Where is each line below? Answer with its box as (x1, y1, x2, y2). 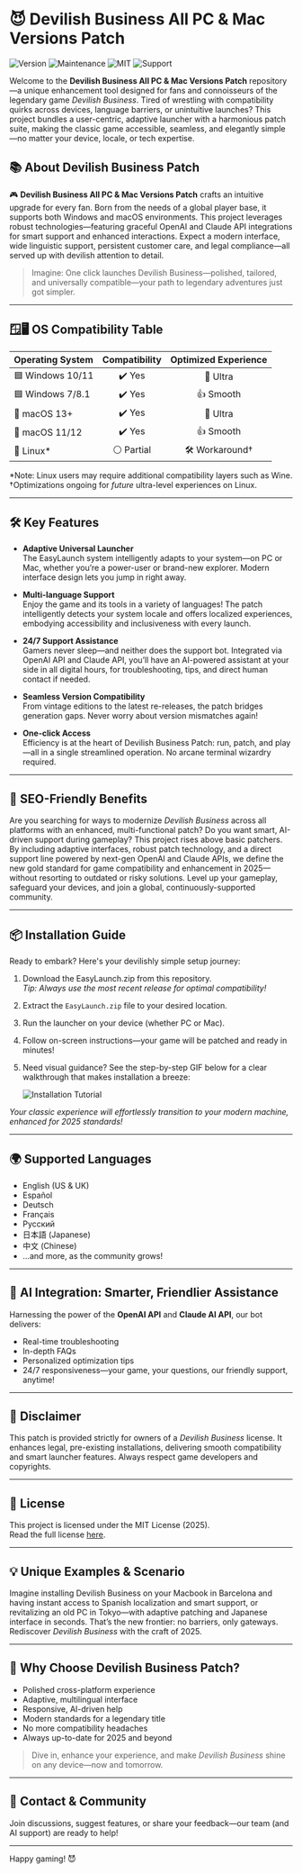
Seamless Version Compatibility (22, 692, 146, 702)
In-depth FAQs (22, 1345, 76, 1356)
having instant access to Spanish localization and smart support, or (9, 1597, 259, 1608)
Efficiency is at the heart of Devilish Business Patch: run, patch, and (22, 737, 274, 748)
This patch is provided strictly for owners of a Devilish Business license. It (9, 1433, 283, 1443)
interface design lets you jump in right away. (22, 572, 187, 583)
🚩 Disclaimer (9, 1409, 82, 1425)
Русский (22, 1218, 56, 1229)
